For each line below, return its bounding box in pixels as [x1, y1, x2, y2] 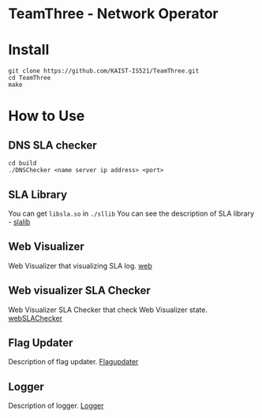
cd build [8, 160, 37, 168]
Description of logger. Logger [8, 401, 104, 411]
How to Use [8, 107, 85, 125]
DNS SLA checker [8, 138, 97, 152]
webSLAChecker [8, 313, 63, 322]
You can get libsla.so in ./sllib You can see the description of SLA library [8, 209, 255, 218]
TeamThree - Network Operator [8, 5, 219, 23]
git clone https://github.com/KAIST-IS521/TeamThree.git [8, 67, 200, 75]
